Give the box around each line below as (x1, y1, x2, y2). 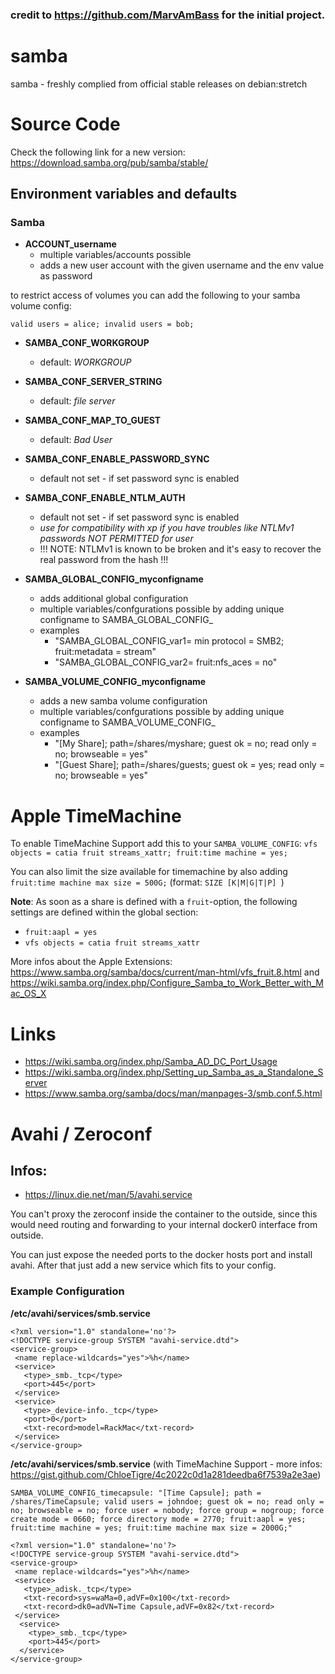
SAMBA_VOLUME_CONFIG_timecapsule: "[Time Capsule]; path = (10, 1488, 262, 1498)
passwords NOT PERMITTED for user (39, 533, 194, 545)
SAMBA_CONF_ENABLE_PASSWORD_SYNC (24, 453, 210, 465)
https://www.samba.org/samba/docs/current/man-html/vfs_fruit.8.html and (10, 966, 320, 978)
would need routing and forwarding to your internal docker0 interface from (10, 1219, 318, 1231)
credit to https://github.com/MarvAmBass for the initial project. (10, 8, 326, 22)
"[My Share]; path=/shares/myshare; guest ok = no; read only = (54, 738, 318, 750)
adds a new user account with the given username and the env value (39, 259, 325, 272)
